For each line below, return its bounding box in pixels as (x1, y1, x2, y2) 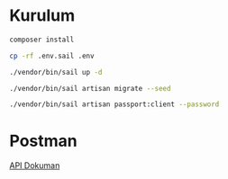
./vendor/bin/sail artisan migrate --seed (9, 84, 171, 93)
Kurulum (9, 5, 76, 26)
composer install (9, 35, 75, 44)
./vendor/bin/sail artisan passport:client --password (9, 100, 220, 109)
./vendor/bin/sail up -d (9, 67, 103, 76)
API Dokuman (9, 160, 60, 171)
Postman (9, 130, 78, 151)
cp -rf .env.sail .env (9, 51, 95, 60)
